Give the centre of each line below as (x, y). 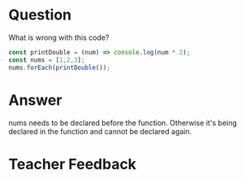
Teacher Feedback (72, 164)
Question (40, 15)
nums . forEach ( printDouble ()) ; (60, 67)
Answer (35, 100)
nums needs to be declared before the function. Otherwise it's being (123, 123)
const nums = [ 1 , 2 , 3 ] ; (47, 60)
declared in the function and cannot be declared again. (100, 131)
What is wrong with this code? (59, 37)
